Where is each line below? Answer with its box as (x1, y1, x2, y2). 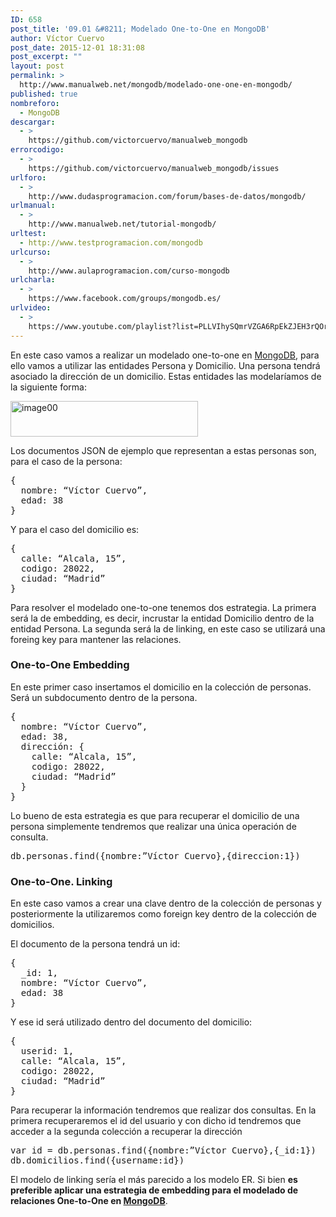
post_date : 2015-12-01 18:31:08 (10, 42, 145, 53)
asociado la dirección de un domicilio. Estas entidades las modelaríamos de (10, 370, 322, 382)
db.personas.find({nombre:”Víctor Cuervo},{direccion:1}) (10, 850, 301, 861)
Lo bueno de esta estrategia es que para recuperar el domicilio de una (10, 809, 300, 821)
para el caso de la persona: (10, 455, 123, 467)
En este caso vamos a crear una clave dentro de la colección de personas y (10, 897, 322, 910)
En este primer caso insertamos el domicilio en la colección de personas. (10, 681, 312, 693)
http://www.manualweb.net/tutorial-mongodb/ (28, 219, 217, 230)
